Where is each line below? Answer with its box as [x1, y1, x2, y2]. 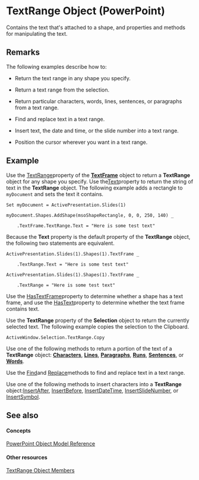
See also [6, 410, 39, 420]
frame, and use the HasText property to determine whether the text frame [6, 299, 185, 306]
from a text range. [14, 104, 59, 111]
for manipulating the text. [6, 30, 68, 37]
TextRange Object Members [6, 467, 75, 474]
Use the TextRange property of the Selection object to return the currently [6, 317, 189, 324]
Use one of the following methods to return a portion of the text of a [6, 345, 172, 352]
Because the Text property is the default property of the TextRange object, [6, 233, 191, 240]
